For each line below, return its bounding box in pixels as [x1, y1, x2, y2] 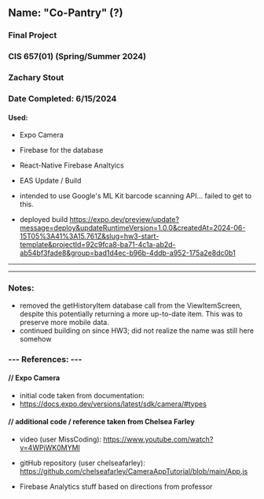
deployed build [19, 215, 68, 224]
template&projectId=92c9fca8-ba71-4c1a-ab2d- [19, 240, 176, 249]
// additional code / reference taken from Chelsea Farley [8, 417, 195, 427]
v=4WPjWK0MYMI [19, 442, 81, 452]
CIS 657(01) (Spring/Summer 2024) [8, 51, 147, 62]
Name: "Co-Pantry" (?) [8, 6, 123, 20]
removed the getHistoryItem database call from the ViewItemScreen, [19, 301, 242, 310]
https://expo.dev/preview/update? [69, 215, 179, 224]
